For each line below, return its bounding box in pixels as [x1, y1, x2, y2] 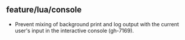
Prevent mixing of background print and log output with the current [14, 20, 180, 27]
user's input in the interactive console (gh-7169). [14, 27, 134, 34]
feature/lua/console [6, 5, 82, 15]
